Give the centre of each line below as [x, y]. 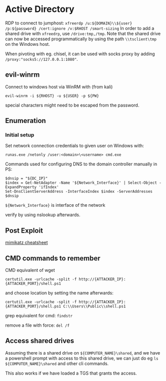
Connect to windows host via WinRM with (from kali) [59, 87]
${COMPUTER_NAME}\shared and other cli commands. [57, 363]
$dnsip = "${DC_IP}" [27, 179]
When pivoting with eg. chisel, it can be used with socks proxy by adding [80, 54]
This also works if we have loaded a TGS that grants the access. [71, 373]
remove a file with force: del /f [37, 325]
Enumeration [26, 121]
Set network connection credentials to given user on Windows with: [75, 146]
